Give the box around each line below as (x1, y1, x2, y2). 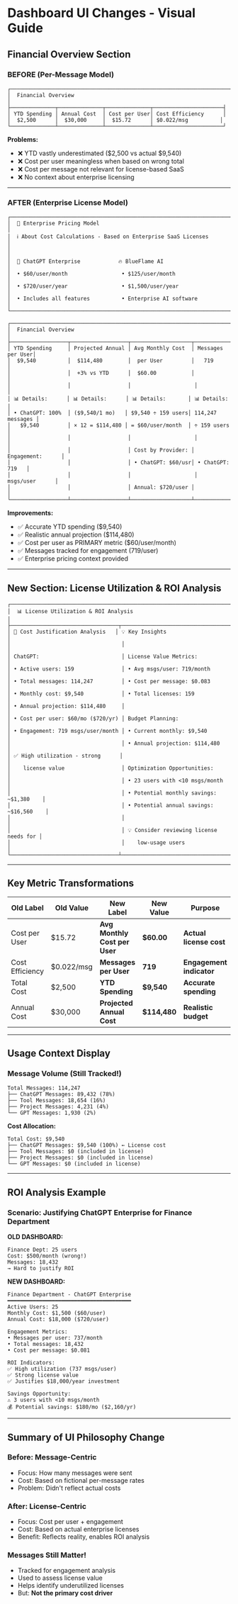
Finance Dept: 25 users (7, 1246, 78, 1254)
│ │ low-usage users (7, 839, 186, 846)
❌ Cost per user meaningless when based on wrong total (17, 157, 184, 165)
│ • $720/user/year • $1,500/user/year (7, 283, 179, 290)
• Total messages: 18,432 (7, 1341, 84, 1348)
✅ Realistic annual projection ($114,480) (17, 530, 135, 539)
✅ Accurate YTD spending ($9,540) (17, 522, 123, 531)
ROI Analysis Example (7, 1186, 106, 1199)
